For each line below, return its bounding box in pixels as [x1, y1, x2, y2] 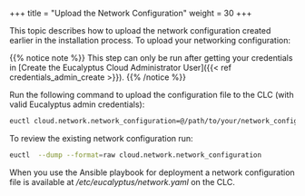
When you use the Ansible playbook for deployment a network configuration [9, 167, 295, 178]
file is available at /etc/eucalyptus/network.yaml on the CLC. [9, 176, 236, 187]
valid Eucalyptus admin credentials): [9, 99, 145, 110]
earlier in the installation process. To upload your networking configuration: [9, 35, 291, 45]
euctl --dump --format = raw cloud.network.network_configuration [9, 150, 261, 160]
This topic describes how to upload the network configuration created [9, 25, 271, 35]
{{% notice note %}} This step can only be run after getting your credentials [9, 53, 293, 63]
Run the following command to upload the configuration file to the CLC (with [9, 90, 294, 100]
